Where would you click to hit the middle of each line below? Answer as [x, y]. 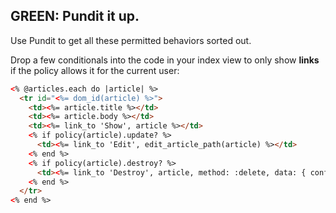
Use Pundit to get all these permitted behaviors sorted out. [131, 40]
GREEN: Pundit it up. [75, 16]
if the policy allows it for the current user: [95, 70]
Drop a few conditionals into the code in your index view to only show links [165, 60]
